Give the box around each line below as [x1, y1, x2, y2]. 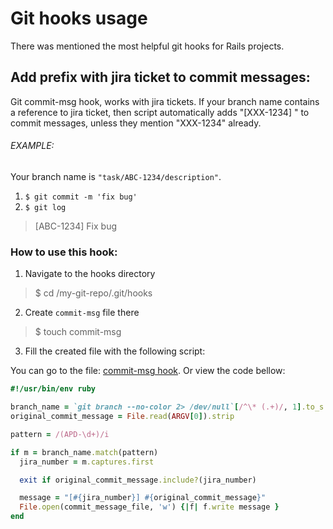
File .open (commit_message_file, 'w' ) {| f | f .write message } [19, 502, 280, 512]
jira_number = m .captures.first [19, 457, 155, 467]
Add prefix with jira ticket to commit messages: [10, 69, 311, 86]
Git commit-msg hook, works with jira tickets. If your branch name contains [10, 95, 320, 107]
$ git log [24, 202, 67, 212]
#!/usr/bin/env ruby [10, 384, 97, 394]
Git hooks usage [10, 7, 148, 30]
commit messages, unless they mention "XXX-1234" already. [10, 117, 262, 129]
